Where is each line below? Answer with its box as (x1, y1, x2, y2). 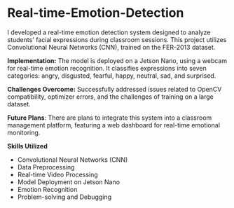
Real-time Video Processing (17, 170, 98, 179)
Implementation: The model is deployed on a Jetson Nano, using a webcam (7, 56, 228, 64)
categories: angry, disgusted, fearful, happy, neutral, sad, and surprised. (7, 71, 216, 80)
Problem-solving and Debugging (17, 193, 112, 201)
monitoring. (7, 128, 41, 137)
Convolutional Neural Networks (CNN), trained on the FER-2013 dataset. (7, 43, 216, 51)
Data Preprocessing (17, 162, 75, 171)
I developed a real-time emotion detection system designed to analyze (7, 28, 211, 36)
